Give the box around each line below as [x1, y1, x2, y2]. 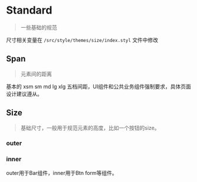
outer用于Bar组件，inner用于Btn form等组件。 [6, 169, 118, 176]
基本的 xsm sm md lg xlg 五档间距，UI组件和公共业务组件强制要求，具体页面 [6, 83, 192, 90]
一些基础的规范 [20, 24, 57, 31]
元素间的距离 [20, 70, 52, 77]
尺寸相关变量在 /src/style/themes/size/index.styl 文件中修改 [6, 36, 159, 43]
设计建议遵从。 [6, 90, 42, 97]
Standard [6, 4, 52, 17]
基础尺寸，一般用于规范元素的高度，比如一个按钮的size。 [20, 124, 160, 131]
